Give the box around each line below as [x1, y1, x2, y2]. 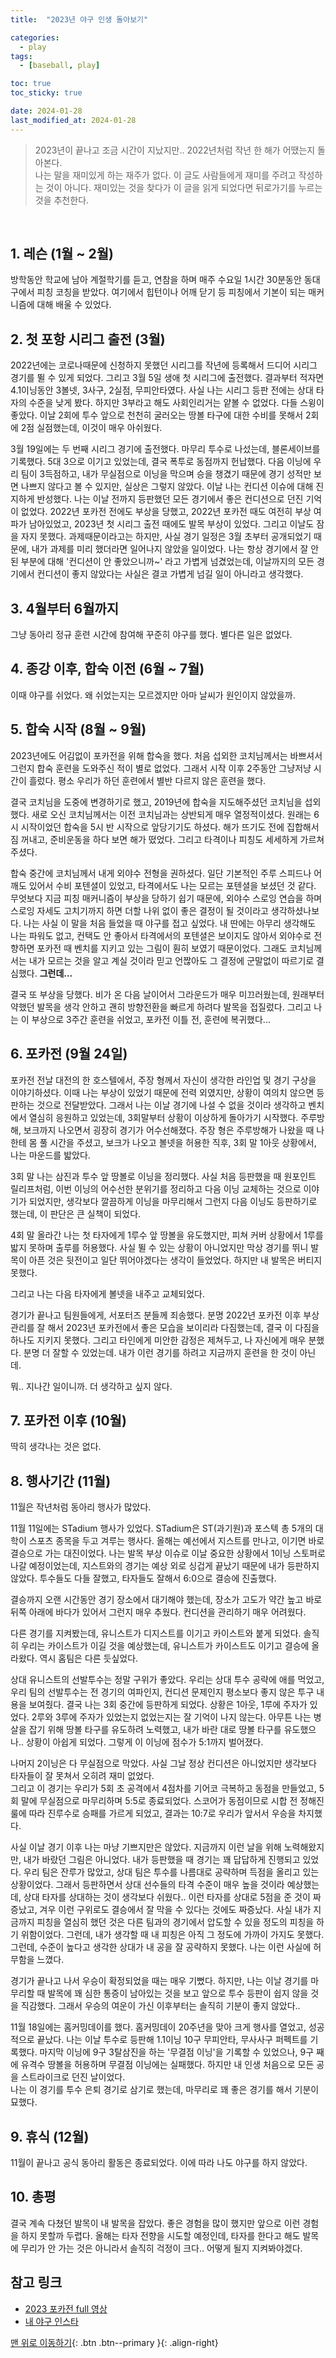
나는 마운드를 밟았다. [10, 1149, 91, 1161]
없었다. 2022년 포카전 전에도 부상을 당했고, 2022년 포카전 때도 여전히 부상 [20, 506, 312, 518]
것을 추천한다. [34, 194, 90, 206]
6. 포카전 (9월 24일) [10, 1046, 128, 1063]
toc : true [10, 79, 52, 89]
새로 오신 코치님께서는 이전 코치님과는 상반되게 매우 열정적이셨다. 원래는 [31, 808, 312, 820]
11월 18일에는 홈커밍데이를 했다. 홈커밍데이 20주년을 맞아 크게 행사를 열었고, [10, 2021, 307, 2033]
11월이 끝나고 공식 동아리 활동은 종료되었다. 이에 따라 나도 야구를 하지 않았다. [10, 2156, 308, 2168]
